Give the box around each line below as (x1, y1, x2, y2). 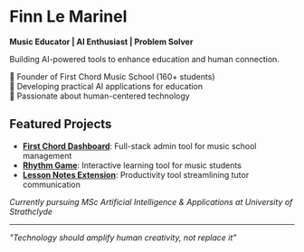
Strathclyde (9, 206, 52, 217)
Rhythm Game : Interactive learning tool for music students (22, 160, 242, 171)
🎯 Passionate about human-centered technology (9, 90, 190, 101)
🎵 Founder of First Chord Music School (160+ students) (9, 70, 215, 82)
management (22, 150, 72, 161)
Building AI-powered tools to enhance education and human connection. (9, 53, 280, 64)
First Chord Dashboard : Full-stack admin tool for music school (22, 140, 257, 151)
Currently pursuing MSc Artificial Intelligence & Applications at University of (9, 196, 293, 207)
